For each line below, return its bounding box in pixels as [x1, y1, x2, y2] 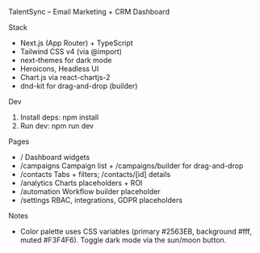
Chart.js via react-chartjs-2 [19, 73, 111, 82]
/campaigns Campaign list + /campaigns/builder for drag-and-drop [19, 161, 244, 171]
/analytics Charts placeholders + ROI [19, 178, 143, 188]
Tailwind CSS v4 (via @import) [19, 47, 123, 56]
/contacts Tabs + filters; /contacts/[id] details [19, 170, 171, 179]
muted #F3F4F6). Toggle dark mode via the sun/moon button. [19, 235, 227, 245]
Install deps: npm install [19, 112, 99, 122]
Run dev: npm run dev [19, 121, 94, 130]
